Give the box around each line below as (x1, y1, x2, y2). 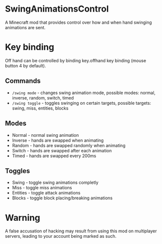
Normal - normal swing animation (12, 132, 79, 138)
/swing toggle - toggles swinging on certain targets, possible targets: (12, 100, 151, 106)
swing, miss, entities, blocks (12, 105, 69, 111)
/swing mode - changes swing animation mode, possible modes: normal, (12, 90, 156, 96)
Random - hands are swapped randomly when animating (12, 142, 126, 148)
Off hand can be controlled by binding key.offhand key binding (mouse (5, 57, 146, 64)
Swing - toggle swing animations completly (12, 179, 98, 185)
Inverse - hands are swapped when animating (12, 137, 104, 143)
